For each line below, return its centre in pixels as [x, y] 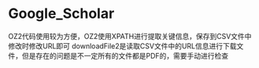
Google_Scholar [61, 14]
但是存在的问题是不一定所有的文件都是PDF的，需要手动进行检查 [125, 55]
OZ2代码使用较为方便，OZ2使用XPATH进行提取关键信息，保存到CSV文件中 [130, 36]
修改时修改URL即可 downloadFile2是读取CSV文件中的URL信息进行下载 [123, 46]
